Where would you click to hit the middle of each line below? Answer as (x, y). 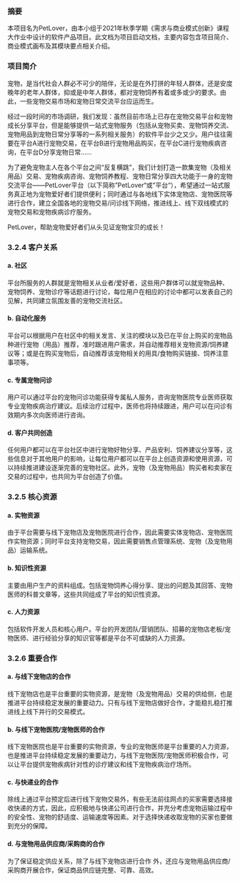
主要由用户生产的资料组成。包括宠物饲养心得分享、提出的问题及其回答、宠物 (120, 585)
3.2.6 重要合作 (32, 658)
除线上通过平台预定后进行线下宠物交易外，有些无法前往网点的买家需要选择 (117, 799)
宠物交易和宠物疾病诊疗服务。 (51, 211)
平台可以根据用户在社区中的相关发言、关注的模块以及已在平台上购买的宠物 (117, 335)
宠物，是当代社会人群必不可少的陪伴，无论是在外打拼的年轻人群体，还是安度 (120, 83)
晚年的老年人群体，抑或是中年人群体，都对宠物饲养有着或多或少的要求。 (114, 92)
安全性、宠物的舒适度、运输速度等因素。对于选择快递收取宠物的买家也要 (120, 817)
